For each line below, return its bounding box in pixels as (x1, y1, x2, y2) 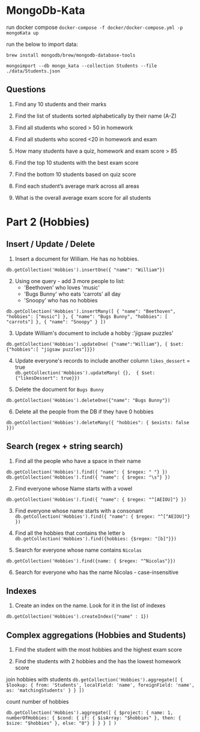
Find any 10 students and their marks (14, 100, 107, 107)
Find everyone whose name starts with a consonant (14, 507, 143, 514)
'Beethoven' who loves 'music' (23, 284, 100, 291)
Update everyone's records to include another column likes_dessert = (14, 357, 190, 364)
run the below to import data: (6, 40, 78, 48)
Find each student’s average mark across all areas (14, 182, 139, 189)
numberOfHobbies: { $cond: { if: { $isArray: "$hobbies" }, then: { (6, 715, 181, 721)
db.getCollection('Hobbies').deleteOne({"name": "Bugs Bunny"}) (6, 397, 171, 403)
